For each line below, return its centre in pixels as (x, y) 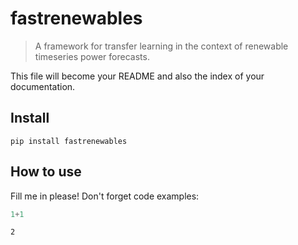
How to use (46, 172)
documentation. (43, 86)
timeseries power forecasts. (92, 56)
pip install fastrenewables (69, 141)
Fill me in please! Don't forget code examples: (105, 196)
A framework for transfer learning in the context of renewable (161, 46)
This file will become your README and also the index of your (137, 76)
